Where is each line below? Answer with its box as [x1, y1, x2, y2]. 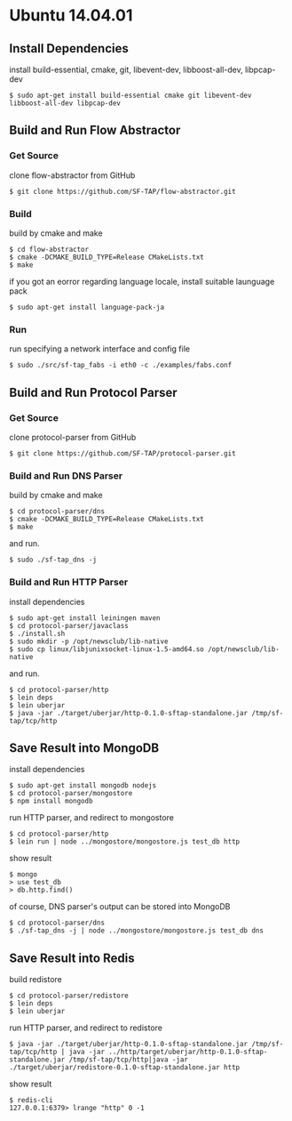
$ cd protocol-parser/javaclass [9, 621, 129, 630]
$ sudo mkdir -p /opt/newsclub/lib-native [9, 637, 169, 646]
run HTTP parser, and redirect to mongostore [9, 812, 175, 823]
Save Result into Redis [9, 950, 135, 965]
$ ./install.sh [9, 629, 66, 638]
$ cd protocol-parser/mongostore [9, 789, 133, 798]
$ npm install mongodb [9, 797, 93, 806]
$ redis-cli [9, 1096, 53, 1105]
